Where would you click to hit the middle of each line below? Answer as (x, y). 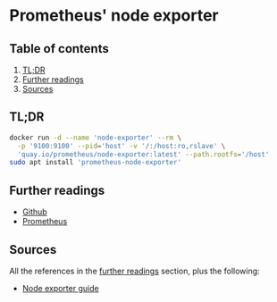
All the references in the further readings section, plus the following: (135, 271)
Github (34, 212)
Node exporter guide (61, 288)
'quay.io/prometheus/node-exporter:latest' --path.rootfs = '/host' (143, 154)
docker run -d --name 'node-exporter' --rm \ (95, 138)
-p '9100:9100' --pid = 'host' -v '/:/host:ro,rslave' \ (122, 146)
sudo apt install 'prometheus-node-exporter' (95, 163)
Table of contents (59, 49)
